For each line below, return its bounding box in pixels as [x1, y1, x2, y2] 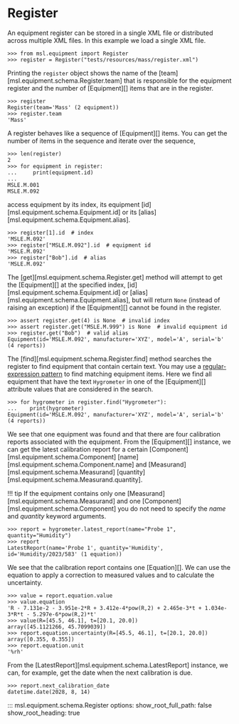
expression [7, 369, 41, 378]
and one [116, 496, 141, 505]
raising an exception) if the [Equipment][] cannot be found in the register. [7, 303, 222, 312]
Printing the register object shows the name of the [7, 68, 158, 77]
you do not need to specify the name [117, 504, 226, 513]
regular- [202, 362, 227, 370]
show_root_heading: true [7, 708, 80, 717]
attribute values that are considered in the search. [7, 384, 154, 393]
